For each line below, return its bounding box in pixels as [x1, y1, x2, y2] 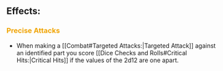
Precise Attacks [6, 26, 60, 35]
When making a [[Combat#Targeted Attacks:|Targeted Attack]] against [16, 41, 216, 50]
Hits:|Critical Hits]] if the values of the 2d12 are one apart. [16, 56, 179, 64]
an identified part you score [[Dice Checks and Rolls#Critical [16, 48, 187, 57]
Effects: [6, 5, 41, 17]
